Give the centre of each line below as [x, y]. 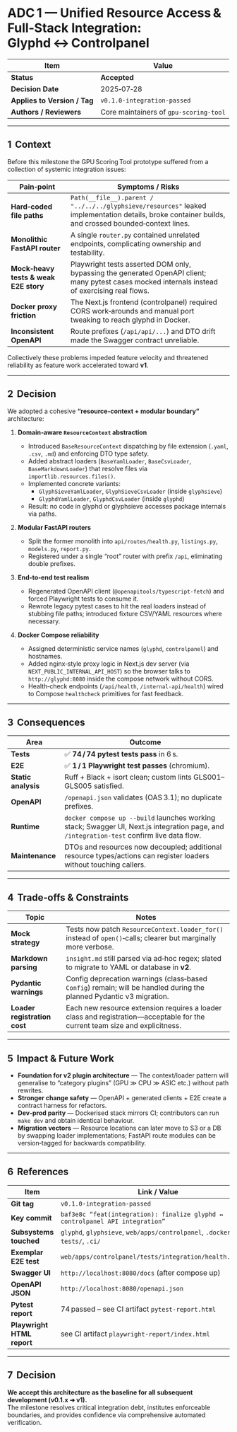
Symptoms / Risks [148, 187]
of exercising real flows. [110, 290]
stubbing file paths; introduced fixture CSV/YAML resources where [125, 613]
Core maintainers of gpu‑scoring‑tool [163, 112]
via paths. [42, 514]
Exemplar [27, 1252]
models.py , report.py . [59, 548]
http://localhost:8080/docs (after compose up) [140, 1273]
